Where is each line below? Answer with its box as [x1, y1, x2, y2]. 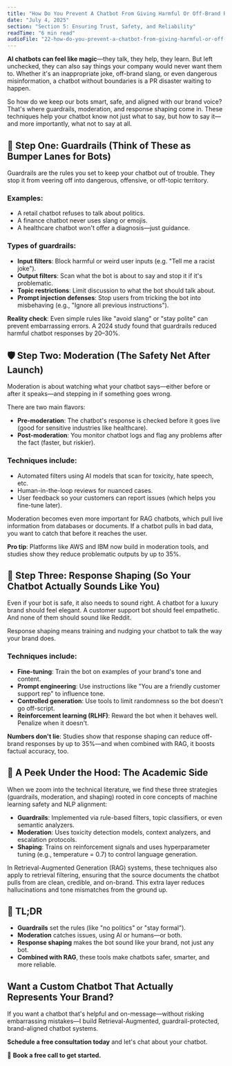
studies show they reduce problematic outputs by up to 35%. [7, 550, 182, 558]
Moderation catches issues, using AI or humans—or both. [17, 931, 183, 939]
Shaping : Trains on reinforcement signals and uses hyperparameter [17, 843, 211, 851]
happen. [7, 84, 31, 93]
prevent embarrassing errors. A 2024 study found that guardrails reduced [7, 321, 217, 330]
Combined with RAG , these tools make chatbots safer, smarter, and [17, 953, 210, 962]
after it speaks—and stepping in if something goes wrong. [7, 390, 173, 398]
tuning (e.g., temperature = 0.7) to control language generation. [17, 850, 198, 858]
